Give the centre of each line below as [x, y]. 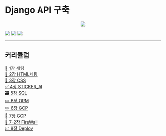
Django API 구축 [38, 10]
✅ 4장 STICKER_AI [24, 86]
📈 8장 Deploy [19, 128]
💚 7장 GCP [16, 116]
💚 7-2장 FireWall [21, 122]
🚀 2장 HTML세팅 [21, 74]
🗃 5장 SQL [16, 93]
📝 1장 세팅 [15, 68]
